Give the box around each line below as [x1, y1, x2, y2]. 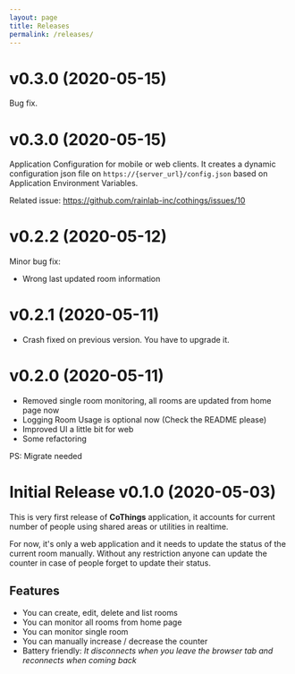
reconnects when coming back [21, 654, 137, 665]
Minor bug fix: [9, 256, 61, 267]
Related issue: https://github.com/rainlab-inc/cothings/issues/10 [9, 195, 246, 206]
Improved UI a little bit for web [21, 424, 134, 435]
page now [21, 405, 60, 416]
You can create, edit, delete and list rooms [21, 607, 179, 618]
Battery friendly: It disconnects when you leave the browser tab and [21, 645, 274, 656]
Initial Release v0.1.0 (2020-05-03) [9, 482, 277, 502]
